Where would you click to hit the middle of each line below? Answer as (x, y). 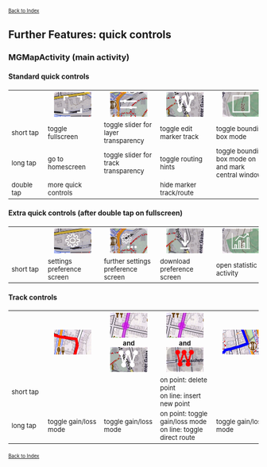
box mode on (236, 159)
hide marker (178, 185)
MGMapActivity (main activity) (69, 57)
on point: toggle (184, 414)
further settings (127, 261)
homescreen (66, 167)
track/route (177, 193)
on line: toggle (182, 430)
